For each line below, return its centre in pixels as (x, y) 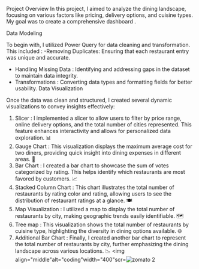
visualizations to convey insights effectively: (61, 107)
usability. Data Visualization (49, 88)
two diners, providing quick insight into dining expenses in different (98, 153)
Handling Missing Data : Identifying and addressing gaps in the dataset (102, 69)
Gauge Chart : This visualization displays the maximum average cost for (104, 146)
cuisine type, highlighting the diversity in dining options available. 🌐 (98, 231)
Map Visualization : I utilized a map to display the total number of (95, 209)
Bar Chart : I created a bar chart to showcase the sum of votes (92, 165)
